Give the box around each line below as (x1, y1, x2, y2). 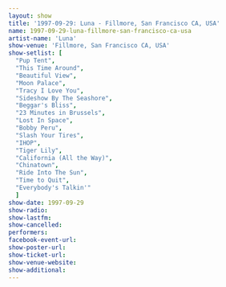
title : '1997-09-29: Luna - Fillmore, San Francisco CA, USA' (8, 19, 220, 27)
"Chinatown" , (15, 162, 59, 170)
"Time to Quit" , (15, 176, 70, 185)
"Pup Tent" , (15, 57, 56, 65)
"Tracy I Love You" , (15, 86, 84, 95)
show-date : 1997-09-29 (8, 199, 84, 207)
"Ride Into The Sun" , (15, 169, 88, 177)
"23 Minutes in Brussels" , (15, 109, 106, 117)
